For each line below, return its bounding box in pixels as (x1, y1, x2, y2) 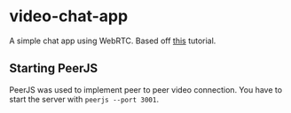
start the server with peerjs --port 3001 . (9, 94, 160, 104)
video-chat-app (9, 6, 129, 26)
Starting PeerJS (9, 61, 98, 76)
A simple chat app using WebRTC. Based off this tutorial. (9, 35, 216, 46)
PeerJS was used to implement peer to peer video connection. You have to (9, 84, 282, 94)
